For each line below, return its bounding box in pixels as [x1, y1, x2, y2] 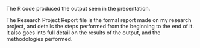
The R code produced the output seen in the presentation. [6, 5, 151, 12]
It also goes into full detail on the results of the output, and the [6, 29, 161, 36]
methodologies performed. [6, 36, 73, 42]
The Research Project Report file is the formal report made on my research [6, 17, 192, 23]
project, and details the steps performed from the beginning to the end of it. [6, 23, 195, 30]
